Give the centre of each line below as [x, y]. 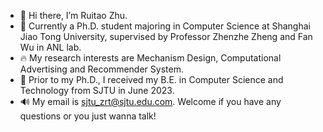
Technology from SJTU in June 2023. [97, 90]
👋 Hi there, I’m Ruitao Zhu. [73, 15]
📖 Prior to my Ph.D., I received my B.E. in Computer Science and [151, 79]
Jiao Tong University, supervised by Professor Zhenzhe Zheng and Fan [166, 36]
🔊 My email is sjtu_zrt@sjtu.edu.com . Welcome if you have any [150, 101]
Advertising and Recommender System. [101, 69]
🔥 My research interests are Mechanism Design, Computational [150, 58]
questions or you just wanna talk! [88, 116]
